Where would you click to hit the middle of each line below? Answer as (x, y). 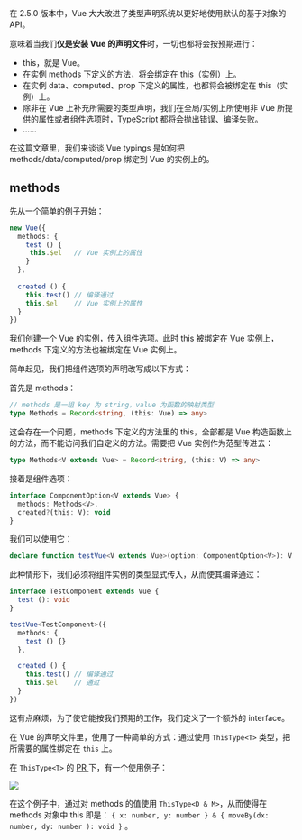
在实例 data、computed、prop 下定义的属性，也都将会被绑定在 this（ (151, 85)
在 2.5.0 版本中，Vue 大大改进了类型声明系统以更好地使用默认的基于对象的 (148, 13)
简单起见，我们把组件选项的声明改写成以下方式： (100, 369)
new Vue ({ (28, 228)
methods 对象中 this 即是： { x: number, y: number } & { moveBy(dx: (139, 815)
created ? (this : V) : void (64, 512)
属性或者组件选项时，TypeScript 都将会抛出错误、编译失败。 (151, 119)
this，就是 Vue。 (54, 63)
